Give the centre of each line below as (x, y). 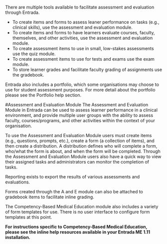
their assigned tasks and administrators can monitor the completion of (77, 162)
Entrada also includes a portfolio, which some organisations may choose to (82, 84)
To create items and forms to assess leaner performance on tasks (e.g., (86, 22)
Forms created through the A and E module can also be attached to (74, 192)
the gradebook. (28, 75)
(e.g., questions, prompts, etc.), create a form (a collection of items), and (80, 141)
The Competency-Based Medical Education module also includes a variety (82, 206)
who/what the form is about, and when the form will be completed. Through (83, 151)
